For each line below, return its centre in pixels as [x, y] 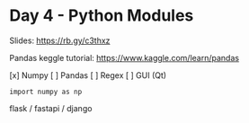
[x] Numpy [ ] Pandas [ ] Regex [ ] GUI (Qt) [88, 75]
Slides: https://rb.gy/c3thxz [60, 40]
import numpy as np [46, 92]
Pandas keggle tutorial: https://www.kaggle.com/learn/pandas [124, 57]
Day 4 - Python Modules [102, 16]
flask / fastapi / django [51, 108]
